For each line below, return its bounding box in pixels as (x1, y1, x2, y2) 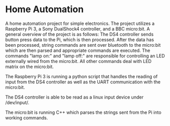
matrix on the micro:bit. (5, 64, 54, 70)
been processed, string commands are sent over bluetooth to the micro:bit (5, 42, 161, 48)
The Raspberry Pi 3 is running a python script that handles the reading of (5, 73, 158, 79)
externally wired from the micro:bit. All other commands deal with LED (5, 58, 152, 64)
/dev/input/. (5, 99, 29, 105)
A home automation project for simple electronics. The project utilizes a (5, 20, 155, 26)
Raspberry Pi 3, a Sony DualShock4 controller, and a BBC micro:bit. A (5, 25, 150, 31)
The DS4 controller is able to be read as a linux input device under (5, 94, 144, 100)
